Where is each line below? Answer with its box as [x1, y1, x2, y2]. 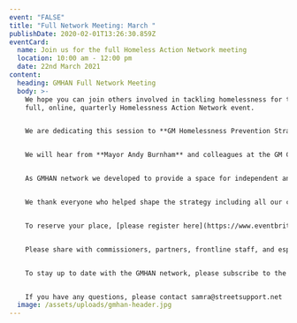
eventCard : [9, 37, 49, 47]
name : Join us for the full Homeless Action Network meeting [17, 46, 247, 55]
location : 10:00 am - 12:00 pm [17, 54, 133, 63]
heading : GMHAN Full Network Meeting [17, 79, 156, 87]
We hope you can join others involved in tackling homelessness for [25, 94, 283, 104]
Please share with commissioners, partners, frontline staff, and [25, 244, 275, 254]
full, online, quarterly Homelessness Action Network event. [25, 103, 255, 112]
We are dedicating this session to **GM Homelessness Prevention [25, 127, 271, 136]
